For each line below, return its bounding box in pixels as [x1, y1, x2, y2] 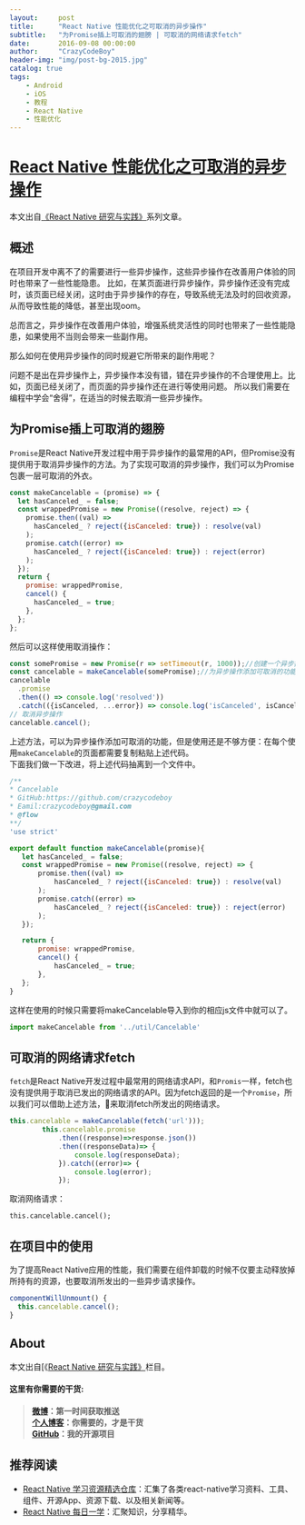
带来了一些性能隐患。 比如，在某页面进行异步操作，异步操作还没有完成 [25, 277, 290, 288]
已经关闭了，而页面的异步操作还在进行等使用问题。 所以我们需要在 [40, 381, 290, 392]
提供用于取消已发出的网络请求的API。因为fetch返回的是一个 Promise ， [25, 1087, 285, 1098]
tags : [9, 73, 30, 82]
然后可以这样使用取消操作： [9, 641, 113, 652]
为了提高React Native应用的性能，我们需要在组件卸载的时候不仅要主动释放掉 [9, 1264, 296, 1275]
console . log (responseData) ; [74, 1151, 181, 1160]
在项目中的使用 [9, 1238, 93, 1254]
